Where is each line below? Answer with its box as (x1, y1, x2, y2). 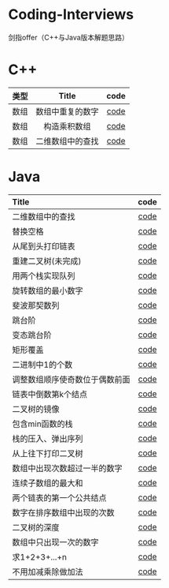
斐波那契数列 (12, 300, 61, 311)
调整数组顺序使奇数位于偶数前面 (12, 373, 131, 384)
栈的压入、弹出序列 (12, 433, 84, 444)
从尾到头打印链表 (12, 241, 76, 252)
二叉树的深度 (12, 522, 61, 533)
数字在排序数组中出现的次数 (12, 507, 116, 518)
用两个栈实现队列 (12, 270, 76, 281)
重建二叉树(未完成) (12, 255, 82, 266)
